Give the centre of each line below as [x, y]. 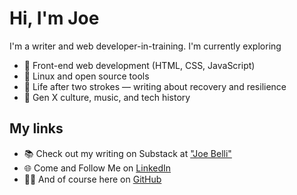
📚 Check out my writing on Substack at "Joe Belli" [127, 153]
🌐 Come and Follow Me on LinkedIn [97, 168]
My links [36, 128]
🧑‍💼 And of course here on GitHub [92, 179]
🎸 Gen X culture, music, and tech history [107, 97]
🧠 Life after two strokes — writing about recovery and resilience [155, 86]
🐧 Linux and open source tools [86, 76]
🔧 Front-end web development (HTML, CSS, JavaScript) [139, 65]
